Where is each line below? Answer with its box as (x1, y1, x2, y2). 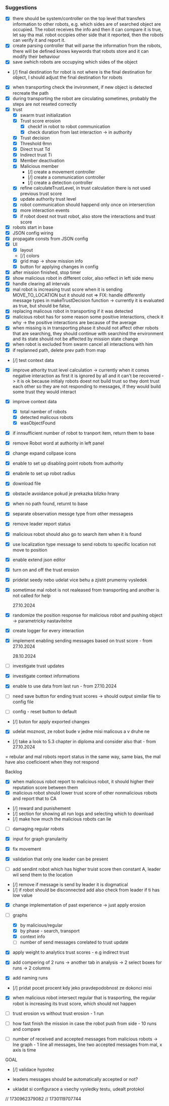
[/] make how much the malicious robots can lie (12, 816, 111, 822)
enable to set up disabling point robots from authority (12, 460, 124, 466)
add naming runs (12, 975, 48, 981)
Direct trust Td (20, 146, 50, 152)
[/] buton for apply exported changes (12, 719, 90, 725)
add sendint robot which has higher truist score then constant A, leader (12, 866, 161, 872)
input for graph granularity (12, 836, 68, 842)
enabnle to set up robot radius (12, 470, 76, 476)
